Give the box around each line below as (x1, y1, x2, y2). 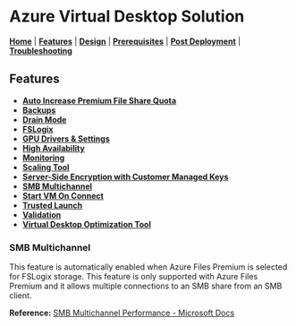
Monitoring (21, 152, 65, 163)
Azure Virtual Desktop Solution (9, 6, 245, 27)
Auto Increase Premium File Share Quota (21, 95, 177, 106)
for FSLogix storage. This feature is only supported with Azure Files (9, 271, 258, 282)
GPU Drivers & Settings (21, 133, 110, 144)
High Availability (21, 142, 85, 153)
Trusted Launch (21, 200, 83, 210)
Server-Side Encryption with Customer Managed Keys (21, 171, 229, 182)
